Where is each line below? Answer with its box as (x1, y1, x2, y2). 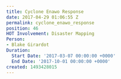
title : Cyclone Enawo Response (6, 8, 84, 15)
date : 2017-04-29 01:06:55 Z (6, 14, 79, 20)
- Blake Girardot (6, 42, 49, 48)
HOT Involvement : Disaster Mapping (6, 31, 95, 37)
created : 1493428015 (6, 64, 58, 70)
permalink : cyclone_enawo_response (6, 20, 95, 26)
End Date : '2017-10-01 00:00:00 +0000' (11, 58, 111, 64)
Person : (6, 36, 26, 42)
